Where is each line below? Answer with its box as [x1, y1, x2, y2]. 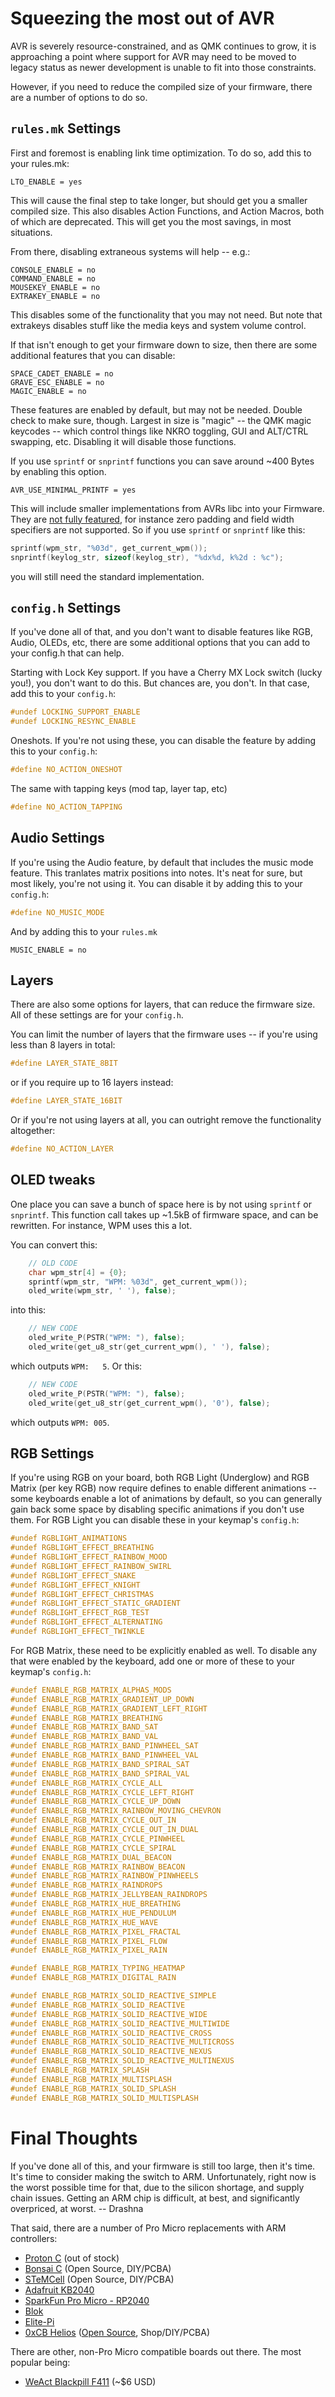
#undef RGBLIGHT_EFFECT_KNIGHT [10, 1580, 141, 1590]
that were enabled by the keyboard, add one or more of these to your [10, 1655, 295, 1667]
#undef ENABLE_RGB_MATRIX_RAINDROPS [10, 1880, 163, 1891]
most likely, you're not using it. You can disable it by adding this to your [10, 877, 303, 889]
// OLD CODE [28, 1258, 78, 1268]
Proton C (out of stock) [24, 2252, 120, 2264]
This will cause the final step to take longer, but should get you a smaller [10, 194, 308, 206]
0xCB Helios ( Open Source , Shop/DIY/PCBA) [24, 2326, 211, 2338]
